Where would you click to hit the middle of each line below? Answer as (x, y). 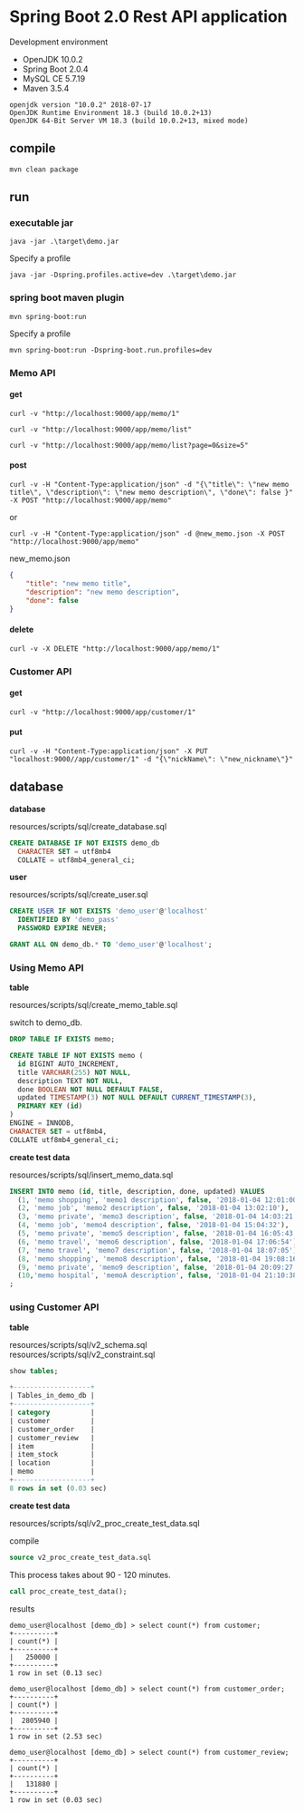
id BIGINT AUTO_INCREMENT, (68, 1064)
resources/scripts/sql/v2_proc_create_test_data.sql (105, 1523)
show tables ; (34, 1371)
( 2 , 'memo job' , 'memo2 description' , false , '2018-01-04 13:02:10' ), (153, 1208)
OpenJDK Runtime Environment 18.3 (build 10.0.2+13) (111, 112)
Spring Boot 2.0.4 (55, 69)
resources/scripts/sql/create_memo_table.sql (94, 1005)
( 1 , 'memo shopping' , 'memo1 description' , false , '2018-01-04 (139, 1200)
